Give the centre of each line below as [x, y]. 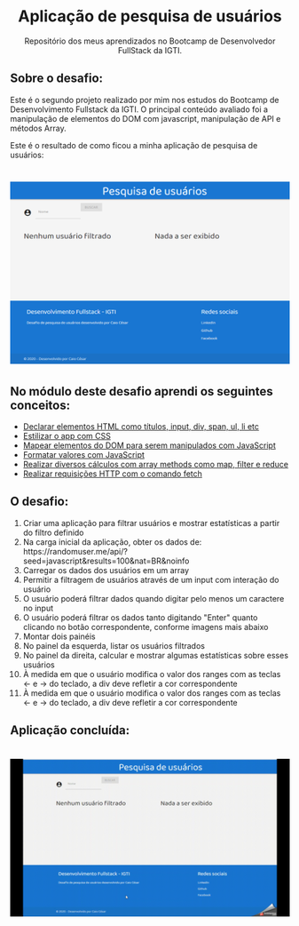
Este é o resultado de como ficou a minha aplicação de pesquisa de [134, 145]
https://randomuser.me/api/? [75, 551]
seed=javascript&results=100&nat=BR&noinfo [106, 561]
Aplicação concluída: [70, 730]
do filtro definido [53, 532]
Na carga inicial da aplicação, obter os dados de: [112, 542]
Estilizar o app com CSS [67, 436]
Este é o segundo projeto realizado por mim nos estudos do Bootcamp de [145, 100]
